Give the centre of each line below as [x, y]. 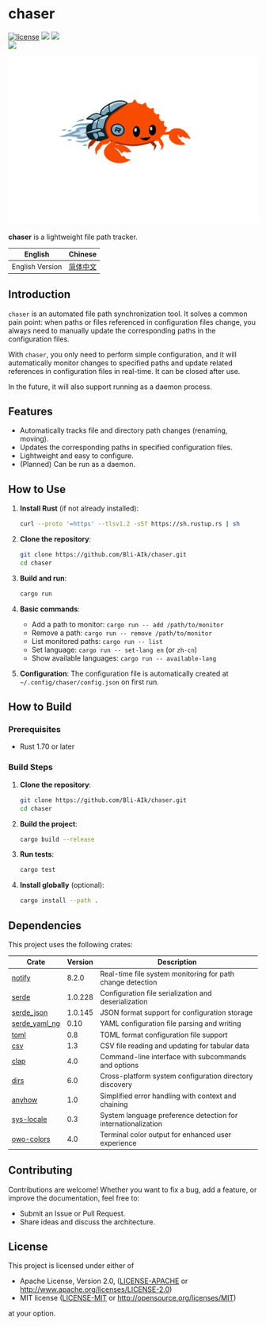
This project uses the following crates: [70, 944]
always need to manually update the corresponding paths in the [112, 330]
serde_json [30, 1012]
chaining [114, 1104]
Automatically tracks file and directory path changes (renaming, [123, 430]
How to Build [40, 707]
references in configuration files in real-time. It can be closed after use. [124, 371]
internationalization [131, 1124]
